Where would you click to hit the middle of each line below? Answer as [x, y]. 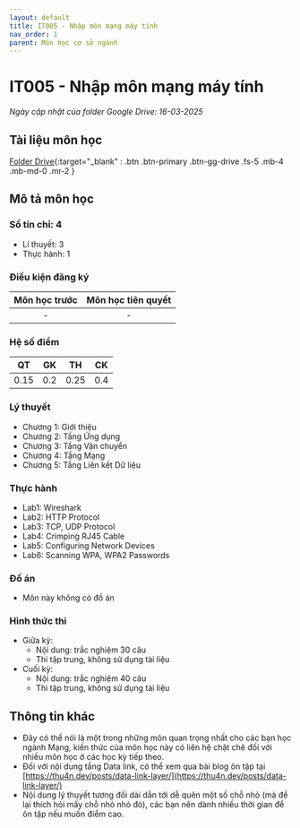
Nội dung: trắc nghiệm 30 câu [90, 650]
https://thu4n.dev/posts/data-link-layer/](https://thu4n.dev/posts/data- [156, 776]
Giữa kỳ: [38, 641]
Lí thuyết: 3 [43, 244]
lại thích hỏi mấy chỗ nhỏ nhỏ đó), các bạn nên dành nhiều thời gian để [153, 805]
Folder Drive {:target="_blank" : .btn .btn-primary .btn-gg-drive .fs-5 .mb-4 [146, 161]
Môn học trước [46, 299]
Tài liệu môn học [56, 140]
